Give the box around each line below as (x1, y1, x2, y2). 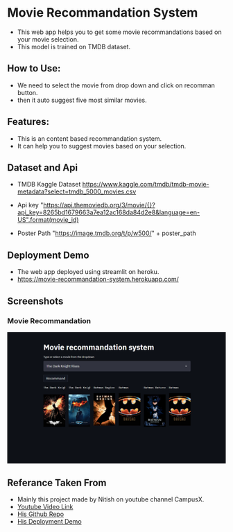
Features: (7, 116, 50, 128)
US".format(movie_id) (17, 216, 79, 224)
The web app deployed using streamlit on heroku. (17, 268, 159, 276)
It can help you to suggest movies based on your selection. (17, 141, 187, 150)
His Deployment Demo (17, 517, 82, 526)
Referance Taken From (7, 477, 107, 488)
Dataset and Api (7, 162, 78, 173)
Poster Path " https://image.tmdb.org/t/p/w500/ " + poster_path (17, 229, 196, 237)
